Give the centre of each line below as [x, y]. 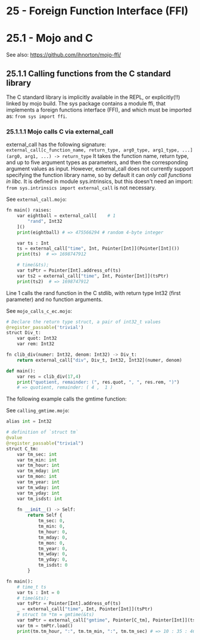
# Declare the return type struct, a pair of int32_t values [84, 322]
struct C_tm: [22, 449]
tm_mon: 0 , [51, 543]
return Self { [45, 515]
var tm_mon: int [37, 477]
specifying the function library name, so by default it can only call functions [99, 175]
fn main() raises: [29, 210]
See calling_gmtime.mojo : [38, 411]
